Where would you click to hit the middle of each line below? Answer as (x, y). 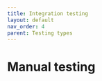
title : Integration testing (48, 13)
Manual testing (51, 67)
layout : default (31, 20)
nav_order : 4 (26, 26)
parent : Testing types (40, 33)
